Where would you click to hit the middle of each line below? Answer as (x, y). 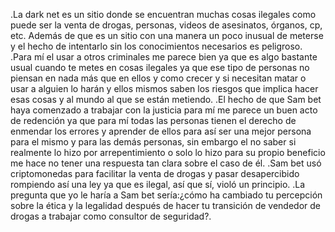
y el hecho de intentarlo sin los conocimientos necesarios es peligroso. (156, 46)
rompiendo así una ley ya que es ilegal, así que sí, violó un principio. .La (158, 184)
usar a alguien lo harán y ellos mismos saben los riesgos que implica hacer (164, 88)
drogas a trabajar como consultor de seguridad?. (111, 216)
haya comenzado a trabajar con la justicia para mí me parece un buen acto (164, 110)
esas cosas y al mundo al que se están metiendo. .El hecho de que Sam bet (166, 99)
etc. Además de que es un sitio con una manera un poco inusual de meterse (167, 35)
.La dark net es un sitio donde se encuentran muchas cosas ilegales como (163, 14)
